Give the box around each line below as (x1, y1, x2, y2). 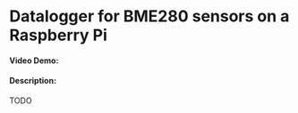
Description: (9, 76, 56, 86)
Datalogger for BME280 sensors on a (9, 6, 290, 27)
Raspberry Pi (9, 25, 107, 45)
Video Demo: (9, 55, 59, 66)
